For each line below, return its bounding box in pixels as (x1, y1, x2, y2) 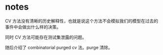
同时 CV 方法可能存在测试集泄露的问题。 (5, 34, 87, 40)
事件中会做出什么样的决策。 (5, 24, 61, 30)
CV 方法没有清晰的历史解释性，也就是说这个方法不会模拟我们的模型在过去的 (5, 18, 158, 24)
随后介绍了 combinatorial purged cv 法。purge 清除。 (5, 44, 113, 50)
